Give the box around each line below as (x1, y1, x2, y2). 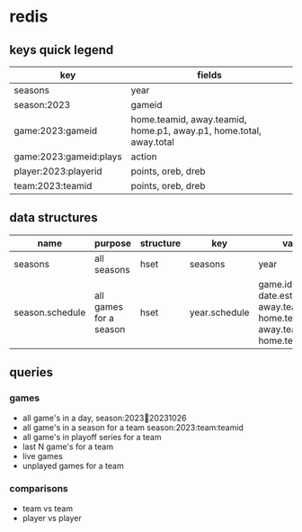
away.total (130, 136, 175, 148)
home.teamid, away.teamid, (130, 113, 247, 125)
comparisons (9, 482, 69, 495)
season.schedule (13, 306, 86, 319)
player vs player (22, 512, 83, 523)
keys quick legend (9, 42, 114, 58)
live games (22, 450, 63, 461)
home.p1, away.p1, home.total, (130, 124, 262, 137)
